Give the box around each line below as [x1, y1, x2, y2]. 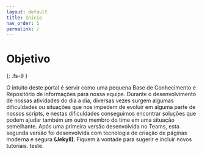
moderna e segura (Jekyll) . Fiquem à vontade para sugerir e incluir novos [6, 136, 192, 143]
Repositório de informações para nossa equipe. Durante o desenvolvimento [6, 91, 197, 98]
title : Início [6, 15, 43, 21]
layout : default [6, 9, 48, 15]
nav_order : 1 [6, 20, 40, 26]
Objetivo [6, 52, 51, 66]
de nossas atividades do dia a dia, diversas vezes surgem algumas [6, 97, 174, 104]
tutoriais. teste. [6, 142, 44, 150]
